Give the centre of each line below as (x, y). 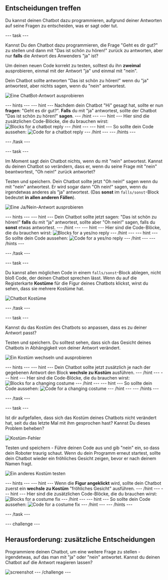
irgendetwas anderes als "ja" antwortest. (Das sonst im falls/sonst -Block (82, 192)
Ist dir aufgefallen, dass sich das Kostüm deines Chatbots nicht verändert (81, 418)
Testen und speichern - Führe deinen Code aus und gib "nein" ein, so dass (82, 448)
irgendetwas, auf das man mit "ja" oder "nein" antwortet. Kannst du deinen (83, 557)
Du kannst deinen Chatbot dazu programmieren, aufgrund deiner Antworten (83, 20)
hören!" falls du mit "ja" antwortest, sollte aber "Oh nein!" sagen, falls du (80, 222)
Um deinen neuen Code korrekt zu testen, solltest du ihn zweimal (73, 65)
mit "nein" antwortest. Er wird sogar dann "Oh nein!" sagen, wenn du (76, 186)
